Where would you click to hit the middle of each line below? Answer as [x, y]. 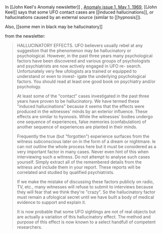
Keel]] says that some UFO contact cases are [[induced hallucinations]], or [79, 12]
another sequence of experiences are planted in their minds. [77, 127]
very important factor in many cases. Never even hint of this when [83, 152]
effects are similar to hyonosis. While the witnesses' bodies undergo [85, 117]
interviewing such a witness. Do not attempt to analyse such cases [83, 157]
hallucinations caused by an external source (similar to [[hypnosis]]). [73, 17]
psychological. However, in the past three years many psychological [85, 56]
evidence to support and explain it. [51, 202]
